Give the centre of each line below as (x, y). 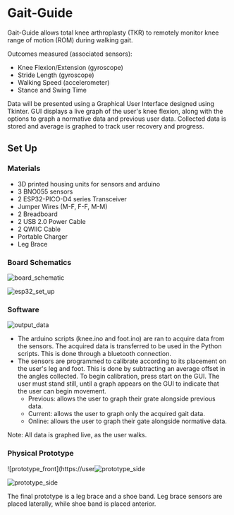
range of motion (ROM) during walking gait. (70, 40)
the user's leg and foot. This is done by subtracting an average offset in (121, 369)
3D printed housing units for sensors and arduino (89, 184)
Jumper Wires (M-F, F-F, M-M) (62, 206)
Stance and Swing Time (52, 90)
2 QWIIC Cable (39, 229)
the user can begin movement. (62, 391)
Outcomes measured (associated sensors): (70, 54)
